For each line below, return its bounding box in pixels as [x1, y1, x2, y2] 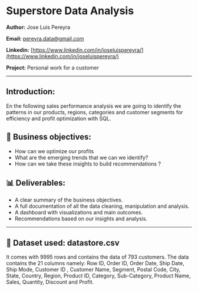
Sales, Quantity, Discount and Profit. [6, 279, 94, 286]
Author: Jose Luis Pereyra [6, 24, 71, 31]
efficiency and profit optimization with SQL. [6, 115, 111, 122]
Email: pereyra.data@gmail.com [6, 35, 84, 42]
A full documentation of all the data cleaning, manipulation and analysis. [14, 203, 190, 210]
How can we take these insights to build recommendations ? [14, 160, 161, 167]
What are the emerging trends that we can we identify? [14, 154, 148, 161]
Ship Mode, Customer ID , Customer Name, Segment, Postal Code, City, [6, 266, 181, 273]
